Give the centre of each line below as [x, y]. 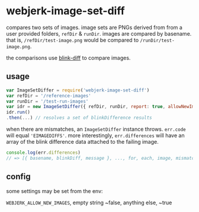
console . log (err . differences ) [44, 153]
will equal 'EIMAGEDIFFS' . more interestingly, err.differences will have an [95, 135]
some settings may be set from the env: [54, 191]
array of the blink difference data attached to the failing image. [82, 142]
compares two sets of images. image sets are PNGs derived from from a [94, 27]
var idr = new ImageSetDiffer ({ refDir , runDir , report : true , [86, 107]
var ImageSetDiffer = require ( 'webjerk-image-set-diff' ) [78, 90]
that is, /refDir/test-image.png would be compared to [73, 40]
